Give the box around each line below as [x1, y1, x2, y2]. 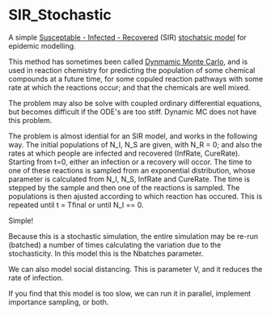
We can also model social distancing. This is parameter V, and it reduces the [8, 264, 263, 274]
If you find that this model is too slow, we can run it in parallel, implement [8, 288, 252, 298]
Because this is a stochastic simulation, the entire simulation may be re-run [8, 231, 259, 241]
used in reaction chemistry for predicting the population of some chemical [8, 65, 256, 74]
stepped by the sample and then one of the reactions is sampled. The [8, 182, 240, 192]
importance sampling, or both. [8, 297, 109, 307]
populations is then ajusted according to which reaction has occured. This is [8, 191, 263, 201]
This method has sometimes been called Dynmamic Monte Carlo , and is [8, 57, 248, 66]
